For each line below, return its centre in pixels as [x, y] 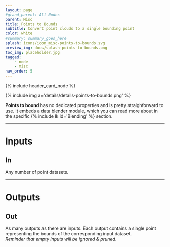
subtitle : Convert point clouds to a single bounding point [70, 29]
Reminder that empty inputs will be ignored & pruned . [61, 239]
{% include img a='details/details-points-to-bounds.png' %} [68, 95]
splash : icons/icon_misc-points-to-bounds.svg [55, 43]
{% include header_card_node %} [40, 86]
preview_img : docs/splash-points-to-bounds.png [56, 48]
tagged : [13, 57]
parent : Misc [19, 19]
